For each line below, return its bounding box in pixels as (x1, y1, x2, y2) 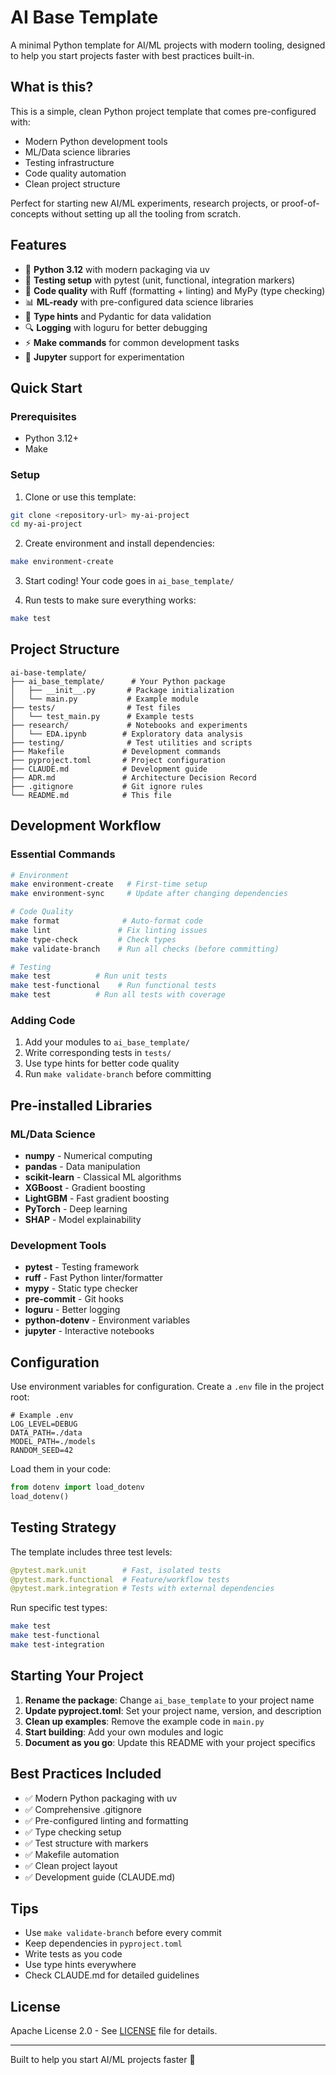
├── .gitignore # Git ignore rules (10, 781, 203, 791)
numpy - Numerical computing (24, 1150, 153, 1162)
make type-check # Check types (10, 934, 177, 945)
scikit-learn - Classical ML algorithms (24, 1171, 182, 1183)
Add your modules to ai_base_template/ (24, 1036, 190, 1048)
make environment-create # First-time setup (10, 879, 208, 890)
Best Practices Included (10, 1766, 162, 1783)
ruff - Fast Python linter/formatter (24, 1272, 164, 1284)
